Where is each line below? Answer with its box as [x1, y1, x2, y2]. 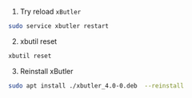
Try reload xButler [19, 7, 82, 16]
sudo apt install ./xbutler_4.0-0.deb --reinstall [8, 81, 184, 90]
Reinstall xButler [19, 66, 74, 76]
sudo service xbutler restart [8, 22, 110, 30]
